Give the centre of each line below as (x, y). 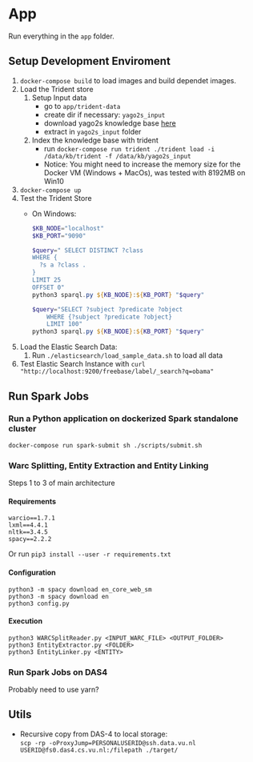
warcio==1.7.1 (32, 518)
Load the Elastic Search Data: (68, 347)
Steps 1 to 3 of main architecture (62, 483)
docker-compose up (50, 190)
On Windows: (54, 214)
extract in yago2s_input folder (92, 131)
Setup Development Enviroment (89, 61)
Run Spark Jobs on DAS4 (58, 672)
